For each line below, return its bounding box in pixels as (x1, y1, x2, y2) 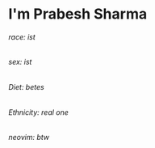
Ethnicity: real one (8, 107, 69, 117)
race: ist (8, 32, 36, 41)
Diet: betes (8, 82, 44, 91)
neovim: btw (8, 133, 50, 142)
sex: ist (8, 57, 32, 67)
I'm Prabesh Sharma (8, 5, 148, 23)
